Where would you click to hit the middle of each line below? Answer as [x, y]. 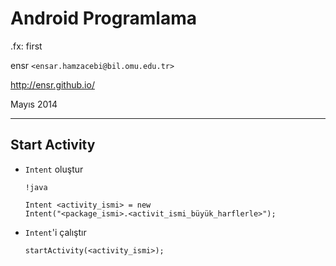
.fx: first [26, 46]
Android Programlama [103, 18]
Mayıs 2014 [34, 104]
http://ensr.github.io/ [52, 84]
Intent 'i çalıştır [55, 232]
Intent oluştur [54, 169]
